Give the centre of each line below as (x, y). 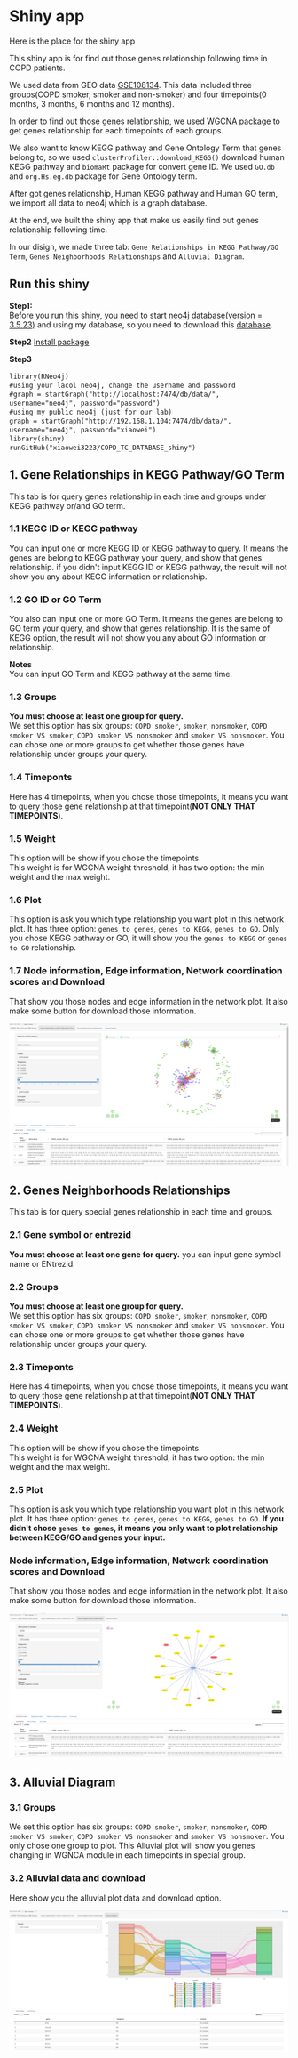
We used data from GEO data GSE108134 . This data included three (131, 85)
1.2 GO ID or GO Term (55, 600)
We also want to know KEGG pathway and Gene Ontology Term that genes (145, 148)
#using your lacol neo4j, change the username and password (123, 385)
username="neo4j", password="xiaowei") (83, 430)
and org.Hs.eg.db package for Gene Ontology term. (103, 176)
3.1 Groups (32, 1807)
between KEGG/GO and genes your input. (87, 1537)
